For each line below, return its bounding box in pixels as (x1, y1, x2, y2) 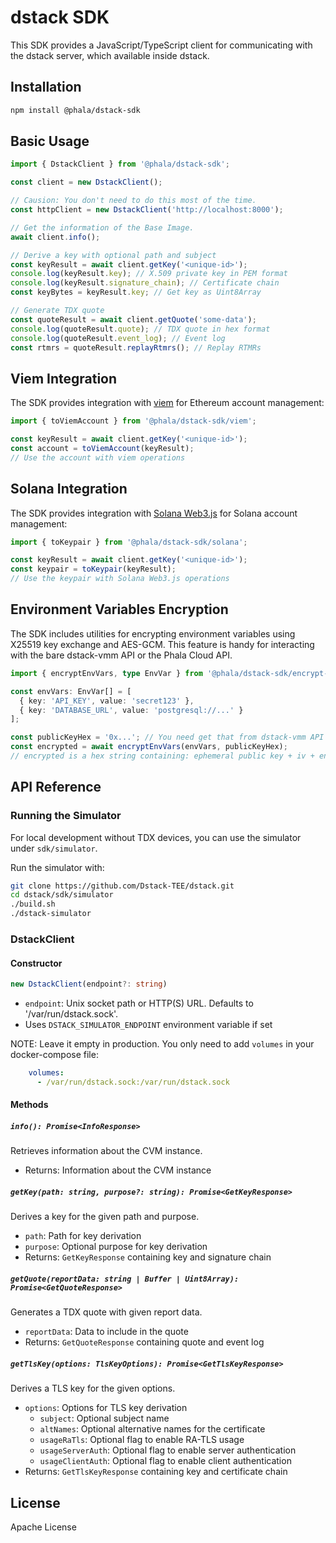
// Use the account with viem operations (10, 452, 186, 463)
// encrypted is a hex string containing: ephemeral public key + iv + (10, 751, 315, 761)
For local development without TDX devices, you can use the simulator (10, 831, 302, 843)
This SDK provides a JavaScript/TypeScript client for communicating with (10, 39, 313, 51)
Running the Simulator (10, 809, 122, 823)
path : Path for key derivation (24, 1230, 142, 1242)
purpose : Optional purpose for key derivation (24, 1241, 208, 1253)
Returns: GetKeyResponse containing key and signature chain (24, 1251, 272, 1263)
